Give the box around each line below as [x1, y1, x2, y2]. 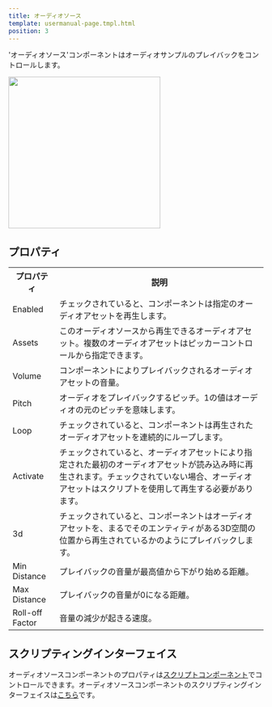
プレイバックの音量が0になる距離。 [59, 590, 194, 601]
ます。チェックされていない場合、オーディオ [83, 471, 253, 482]
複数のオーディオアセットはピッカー [83, 337, 221, 349]
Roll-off [12, 608, 43, 619]
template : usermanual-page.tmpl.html [8, 19, 136, 28]
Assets [12, 337, 39, 349]
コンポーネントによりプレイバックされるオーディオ [59, 365, 253, 376]
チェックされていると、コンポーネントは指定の [59, 298, 237, 310]
